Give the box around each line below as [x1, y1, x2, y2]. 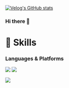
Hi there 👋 [5, 17, 30, 25]
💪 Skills [5, 37, 37, 48]
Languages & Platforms [5, 55, 64, 62]
